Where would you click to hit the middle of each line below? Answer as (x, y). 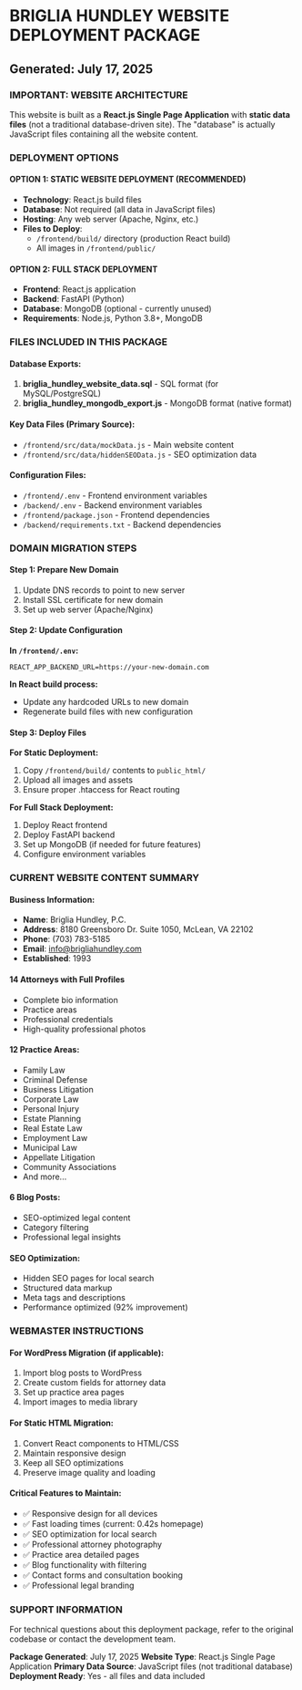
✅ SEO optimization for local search (90, 1534)
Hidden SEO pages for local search (88, 1279)
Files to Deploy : (52, 228)
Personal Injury (51, 1108)
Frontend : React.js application (79, 289)
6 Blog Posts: (35, 1198)
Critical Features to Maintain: (65, 1493)
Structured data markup (67, 1288)
